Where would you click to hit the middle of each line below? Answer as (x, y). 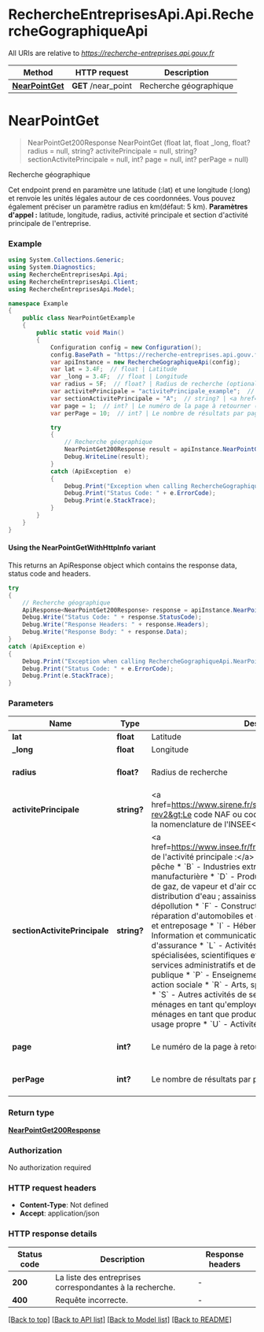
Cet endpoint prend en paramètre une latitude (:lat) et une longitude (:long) (130, 190)
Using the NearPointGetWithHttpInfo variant (82, 548)
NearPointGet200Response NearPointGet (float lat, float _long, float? (139, 142)
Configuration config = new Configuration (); (126, 347)
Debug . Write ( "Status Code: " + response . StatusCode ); (112, 617)
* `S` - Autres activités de (199, 995)
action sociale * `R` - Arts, (200, 985)
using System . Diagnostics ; (52, 268)
